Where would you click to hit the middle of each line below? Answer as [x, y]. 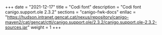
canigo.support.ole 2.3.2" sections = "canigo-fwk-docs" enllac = [70, 12]
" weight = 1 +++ [44, 27]
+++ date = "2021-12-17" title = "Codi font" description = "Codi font [73, 7]
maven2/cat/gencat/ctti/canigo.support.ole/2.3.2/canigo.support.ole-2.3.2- [81, 22]
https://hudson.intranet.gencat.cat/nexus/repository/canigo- [68, 17]
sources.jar [16, 27]
